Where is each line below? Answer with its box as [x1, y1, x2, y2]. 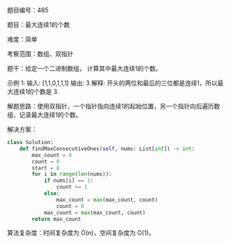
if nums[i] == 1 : [43, 177, 94, 184]
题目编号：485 [7, 6, 49, 14]
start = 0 [32, 164, 60, 172]
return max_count [32, 216, 81, 222]
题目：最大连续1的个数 [7, 21, 70, 29]
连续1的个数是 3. [12, 88, 59, 95]
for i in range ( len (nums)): [32, 171, 112, 178]
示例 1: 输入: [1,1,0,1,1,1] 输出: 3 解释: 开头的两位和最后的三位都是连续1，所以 [7, 79, 218, 87]
